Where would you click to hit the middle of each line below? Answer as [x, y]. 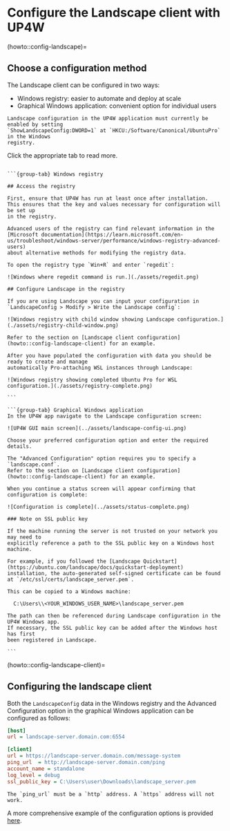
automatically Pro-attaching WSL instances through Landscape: [100, 368]
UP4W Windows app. [33, 622]
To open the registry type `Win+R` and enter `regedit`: [91, 265]
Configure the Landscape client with [114, 13]
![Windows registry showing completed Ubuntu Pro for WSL [92, 380]
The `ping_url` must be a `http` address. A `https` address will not [111, 794]
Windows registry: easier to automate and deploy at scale [99, 98]
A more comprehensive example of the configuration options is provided [110, 813]
